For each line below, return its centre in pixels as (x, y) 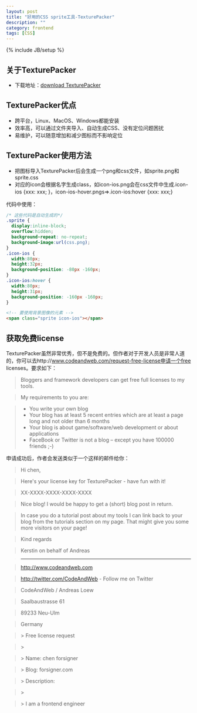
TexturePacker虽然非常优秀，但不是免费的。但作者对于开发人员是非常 (90, 353)
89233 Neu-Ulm (40, 613)
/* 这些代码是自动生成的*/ (35, 215)
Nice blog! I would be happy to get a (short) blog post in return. (97, 504)
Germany (31, 624)
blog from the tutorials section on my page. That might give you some (105, 522)
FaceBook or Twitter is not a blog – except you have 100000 (101, 440)
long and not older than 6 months (69, 421)
